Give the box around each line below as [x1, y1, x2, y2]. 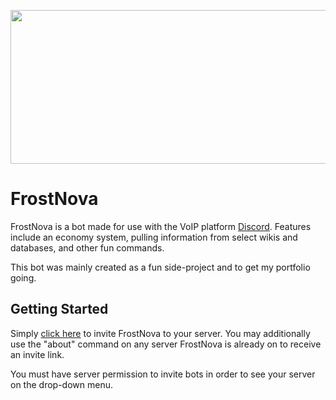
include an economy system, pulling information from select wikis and [10, 231, 298, 243]
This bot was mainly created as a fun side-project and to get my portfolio [10, 261, 311, 273]
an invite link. [10, 348, 65, 360]
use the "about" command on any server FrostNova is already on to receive [10, 338, 322, 350]
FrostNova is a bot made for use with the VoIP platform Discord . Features [10, 220, 312, 232]
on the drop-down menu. [10, 378, 113, 390]
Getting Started [10, 301, 109, 318]
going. [10, 271, 37, 284]
